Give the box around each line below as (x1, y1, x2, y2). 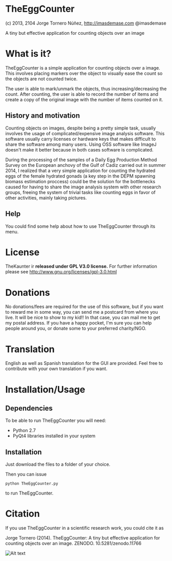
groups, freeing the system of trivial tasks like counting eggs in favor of (5, 189, 156, 195)
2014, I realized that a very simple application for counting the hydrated (5, 167, 156, 174)
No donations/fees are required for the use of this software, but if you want (5, 304, 164, 310)
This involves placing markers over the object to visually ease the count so (5, 70, 163, 76)
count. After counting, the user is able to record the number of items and (5, 91, 159, 97)
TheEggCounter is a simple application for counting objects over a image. (5, 64, 160, 71)
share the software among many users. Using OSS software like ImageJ (5, 141, 157, 147)
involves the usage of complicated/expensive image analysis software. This (5, 130, 165, 136)
